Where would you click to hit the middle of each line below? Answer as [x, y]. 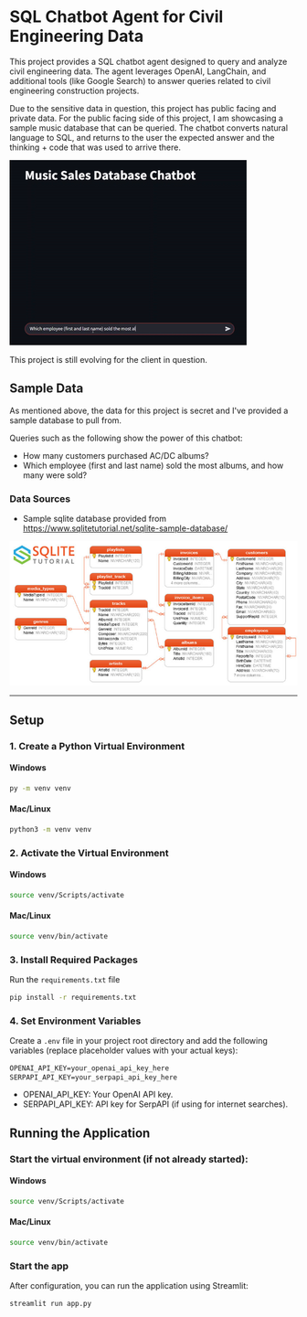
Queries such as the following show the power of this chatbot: [127, 438]
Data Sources [40, 498]
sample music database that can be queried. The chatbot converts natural [149, 127]
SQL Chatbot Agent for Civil [116, 17]
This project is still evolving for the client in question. [109, 359]
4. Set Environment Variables [75, 1021]
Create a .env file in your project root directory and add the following [138, 1041]
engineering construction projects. [74, 90]
